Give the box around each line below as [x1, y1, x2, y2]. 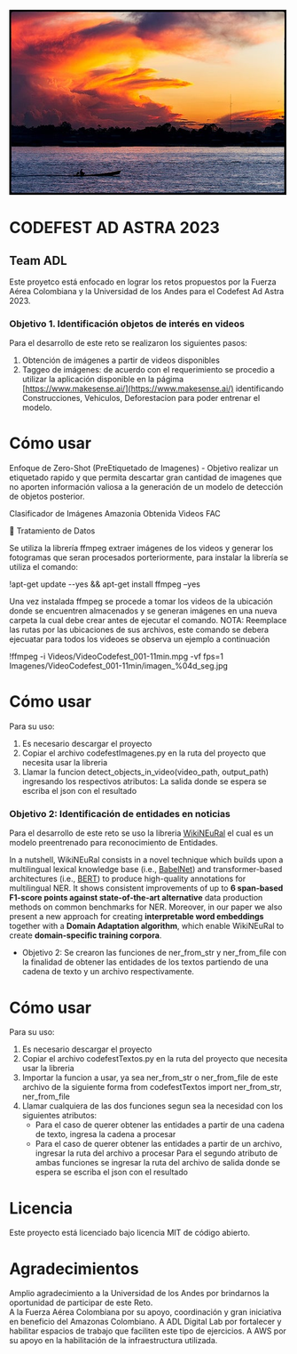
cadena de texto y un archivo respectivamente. [21, 966, 195, 977]
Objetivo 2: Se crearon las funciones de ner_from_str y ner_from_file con [21, 948, 286, 958]
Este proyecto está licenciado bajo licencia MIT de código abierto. [9, 1228, 251, 1238]
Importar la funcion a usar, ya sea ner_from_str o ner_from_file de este [21, 1072, 278, 1083]
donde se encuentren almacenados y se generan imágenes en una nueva [9, 605, 277, 616]
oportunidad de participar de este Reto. [9, 1297, 153, 1308]
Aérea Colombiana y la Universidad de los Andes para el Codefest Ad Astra [9, 286, 285, 296]
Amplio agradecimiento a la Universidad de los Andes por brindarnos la [9, 1288, 270, 1299]
